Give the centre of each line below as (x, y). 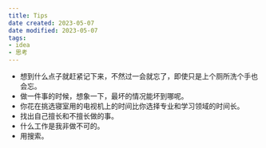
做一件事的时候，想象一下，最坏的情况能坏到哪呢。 (104, 96)
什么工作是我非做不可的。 (62, 126)
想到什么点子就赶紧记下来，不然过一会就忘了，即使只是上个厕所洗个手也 (139, 76)
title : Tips (28, 16)
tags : (17, 38)
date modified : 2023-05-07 (53, 30)
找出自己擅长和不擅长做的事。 (69, 116)
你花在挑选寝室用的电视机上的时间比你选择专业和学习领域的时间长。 (132, 106)
